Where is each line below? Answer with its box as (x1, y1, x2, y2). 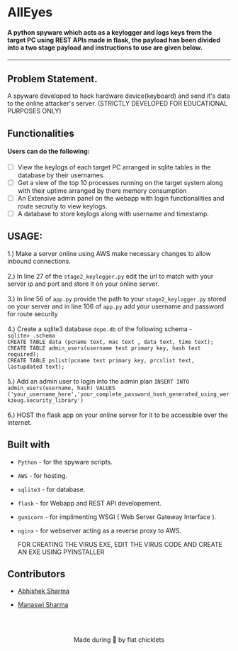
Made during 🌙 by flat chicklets (73, 635, 165, 644)
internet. (7, 418, 32, 426)
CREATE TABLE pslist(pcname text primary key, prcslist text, (7, 357, 195, 364)
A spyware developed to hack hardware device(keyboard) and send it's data (7, 91, 230, 100)
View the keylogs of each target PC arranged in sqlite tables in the (17, 162, 211, 171)
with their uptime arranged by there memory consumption (17, 186, 187, 195)
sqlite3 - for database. (17, 485, 86, 494)
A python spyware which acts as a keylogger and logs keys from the (7, 28, 212, 36)
